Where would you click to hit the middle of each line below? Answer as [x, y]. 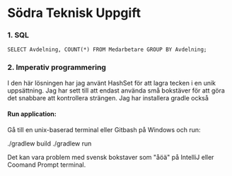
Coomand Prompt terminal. [47, 165]
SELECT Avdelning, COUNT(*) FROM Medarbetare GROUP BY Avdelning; [107, 50]
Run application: [32, 114]
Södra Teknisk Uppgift [74, 13]
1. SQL [18, 35]
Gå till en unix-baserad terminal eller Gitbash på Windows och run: [104, 129]
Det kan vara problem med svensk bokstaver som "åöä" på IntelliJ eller [111, 157]
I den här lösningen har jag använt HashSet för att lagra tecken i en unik [112, 83]
